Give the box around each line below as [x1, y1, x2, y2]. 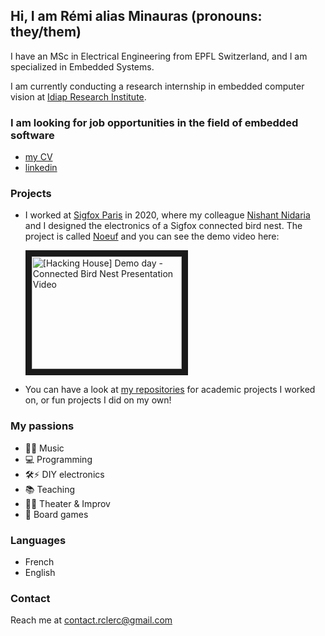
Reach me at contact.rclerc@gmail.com [10, 614, 173, 626]
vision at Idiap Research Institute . [10, 90, 147, 103]
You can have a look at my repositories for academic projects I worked [24, 384, 316, 396]
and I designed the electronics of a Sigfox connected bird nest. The [24, 220, 303, 232]
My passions [10, 419, 75, 433]
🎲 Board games [24, 508, 89, 520]
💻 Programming [24, 453, 93, 465]
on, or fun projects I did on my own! [24, 394, 172, 406]
